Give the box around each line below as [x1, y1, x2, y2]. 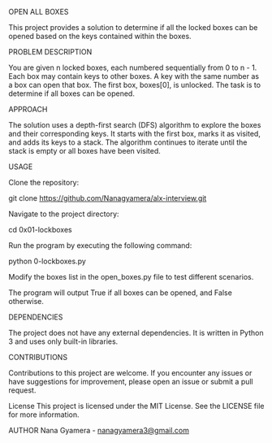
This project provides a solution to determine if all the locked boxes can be [8, 23, 258, 32]
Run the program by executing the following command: [8, 241, 192, 250]
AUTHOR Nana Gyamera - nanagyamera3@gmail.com [8, 426, 189, 435]
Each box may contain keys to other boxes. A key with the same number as [8, 72, 260, 80]
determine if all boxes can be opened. [8, 89, 136, 98]
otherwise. [8, 297, 45, 306]
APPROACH [8, 105, 48, 114]
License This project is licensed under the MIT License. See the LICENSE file [8, 402, 265, 410]
